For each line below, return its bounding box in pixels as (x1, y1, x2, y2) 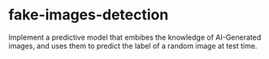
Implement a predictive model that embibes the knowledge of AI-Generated (8, 32, 262, 42)
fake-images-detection (8, 6, 169, 24)
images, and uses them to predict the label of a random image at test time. (8, 40, 258, 50)
